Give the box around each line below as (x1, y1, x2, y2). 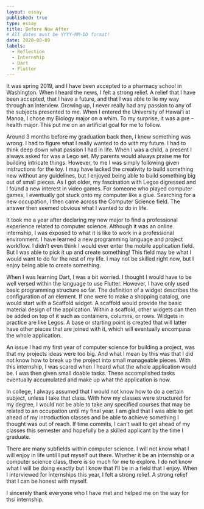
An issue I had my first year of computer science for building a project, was (6, 344, 195, 351)
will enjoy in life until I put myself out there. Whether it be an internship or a (6, 452, 195, 459)
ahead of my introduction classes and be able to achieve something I (6, 414, 179, 421)
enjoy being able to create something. (6, 262, 102, 269)
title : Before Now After (6, 26, 69, 32)
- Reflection (12, 49, 45, 55)
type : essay (6, 20, 37, 26)
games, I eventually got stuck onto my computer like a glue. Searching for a (6, 192, 196, 199)
